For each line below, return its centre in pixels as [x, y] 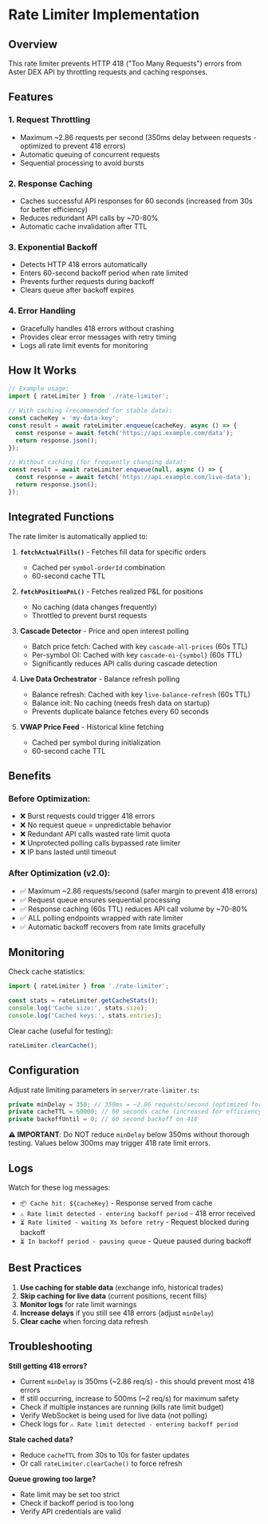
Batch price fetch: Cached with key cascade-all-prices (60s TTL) [140, 646]
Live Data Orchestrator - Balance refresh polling [100, 678]
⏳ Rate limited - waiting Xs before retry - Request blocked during [134, 1222]
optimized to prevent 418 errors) [73, 146]
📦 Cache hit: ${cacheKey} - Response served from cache [116, 1203]
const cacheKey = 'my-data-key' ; [64, 418]
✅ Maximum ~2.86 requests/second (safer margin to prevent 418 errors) [138, 890]
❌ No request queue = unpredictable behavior [95, 825]
